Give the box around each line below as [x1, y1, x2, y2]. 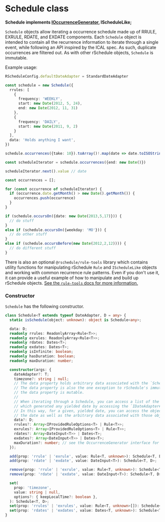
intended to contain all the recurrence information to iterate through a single [5, 39, 159, 45]
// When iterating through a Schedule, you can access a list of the [14, 399, 160, 404]
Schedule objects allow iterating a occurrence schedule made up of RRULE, [5, 29, 157, 34]
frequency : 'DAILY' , [18, 119, 60, 124]
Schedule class [5, 3, 69, 14]
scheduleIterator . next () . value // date [5, 169, 87, 174]
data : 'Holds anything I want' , [9, 138, 76, 143]
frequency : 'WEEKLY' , [18, 96, 63, 101]
